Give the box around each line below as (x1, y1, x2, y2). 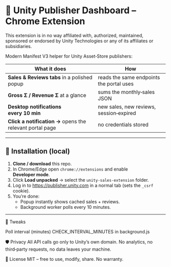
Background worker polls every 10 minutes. (20, 204, 111, 210)
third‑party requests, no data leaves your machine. (5, 246, 111, 252)
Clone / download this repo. (12, 160, 72, 166)
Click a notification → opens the (8, 117, 87, 125)
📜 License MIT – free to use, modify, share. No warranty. (5, 256, 124, 262)
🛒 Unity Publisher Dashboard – (5, 5, 136, 16)
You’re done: (12, 193, 40, 199)
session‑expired (97, 109, 136, 116)
